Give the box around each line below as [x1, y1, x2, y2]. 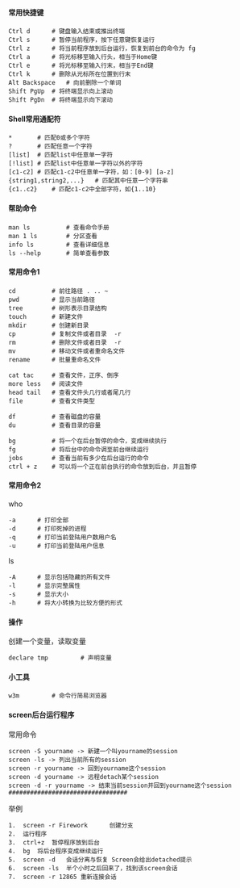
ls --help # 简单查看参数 [8, 249, 110, 258]
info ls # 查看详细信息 [8, 241, 110, 249]
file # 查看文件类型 [8, 396, 95, 405]
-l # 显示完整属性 [8, 582, 81, 590]
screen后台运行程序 [8, 710, 75, 720]
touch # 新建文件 [8, 312, 83, 320]
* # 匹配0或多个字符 [8, 134, 90, 142]
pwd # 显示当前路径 [8, 295, 95, 304]
